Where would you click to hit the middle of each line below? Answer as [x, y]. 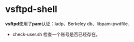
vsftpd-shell [31, 9]
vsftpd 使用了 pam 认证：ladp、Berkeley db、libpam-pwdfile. [67, 23]
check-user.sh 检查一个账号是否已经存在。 [56, 34]
